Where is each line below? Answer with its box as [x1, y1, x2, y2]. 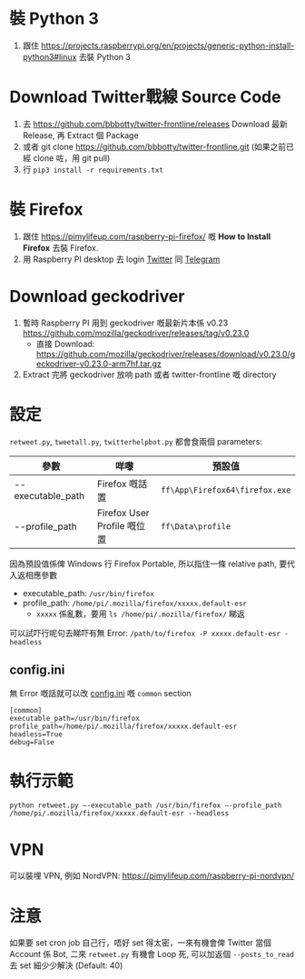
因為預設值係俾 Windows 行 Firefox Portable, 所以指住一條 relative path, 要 [9, 558, 288, 569]
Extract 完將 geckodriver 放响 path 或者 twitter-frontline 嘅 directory [22, 369, 277, 380]
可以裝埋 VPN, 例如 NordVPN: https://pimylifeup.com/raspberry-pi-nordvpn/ [9, 870, 295, 882]
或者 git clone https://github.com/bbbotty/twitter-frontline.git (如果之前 [22, 141, 287, 152]
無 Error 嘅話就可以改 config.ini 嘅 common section [9, 687, 192, 698]
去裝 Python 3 [78, 51, 132, 62]
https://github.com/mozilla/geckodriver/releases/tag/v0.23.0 [22, 327, 250, 338]
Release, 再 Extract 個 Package [22, 129, 139, 141]
